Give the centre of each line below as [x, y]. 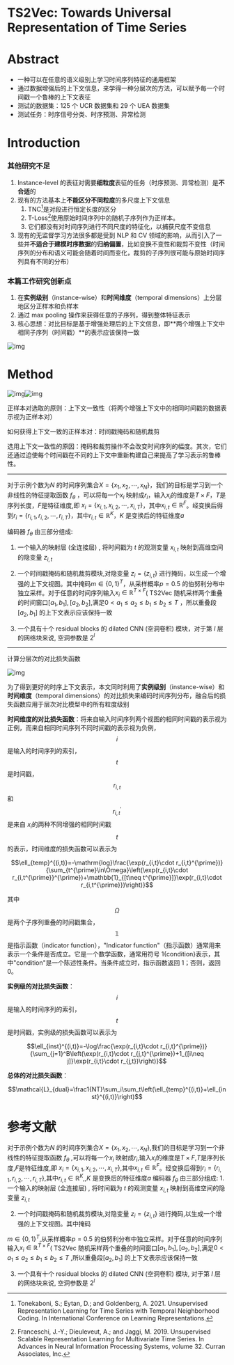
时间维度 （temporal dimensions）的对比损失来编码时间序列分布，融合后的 [114, 696]
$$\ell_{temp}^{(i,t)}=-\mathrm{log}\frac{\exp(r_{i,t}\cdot [93, 863]
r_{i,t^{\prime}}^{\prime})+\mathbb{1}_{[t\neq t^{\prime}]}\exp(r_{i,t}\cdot [117, 878]
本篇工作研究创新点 [39, 281]
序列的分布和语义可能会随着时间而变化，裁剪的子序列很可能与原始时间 [118, 253]
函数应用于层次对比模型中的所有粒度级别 [71, 704]
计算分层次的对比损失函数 [44, 658]
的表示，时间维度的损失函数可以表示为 [62, 849]
